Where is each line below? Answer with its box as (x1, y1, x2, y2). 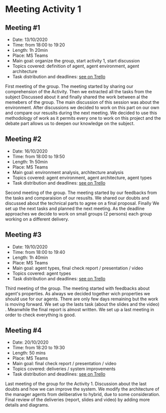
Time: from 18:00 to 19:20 (12, 42, 65, 48)
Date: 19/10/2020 (12, 243, 48, 250)
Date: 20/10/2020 (12, 339, 49, 345)
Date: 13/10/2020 (12, 36, 48, 42)
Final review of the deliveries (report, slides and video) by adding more (5, 397, 150, 403)
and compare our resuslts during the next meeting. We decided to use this (5, 110, 158, 116)
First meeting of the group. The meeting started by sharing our (5, 83, 133, 89)
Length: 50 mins (12, 350, 46, 356)
